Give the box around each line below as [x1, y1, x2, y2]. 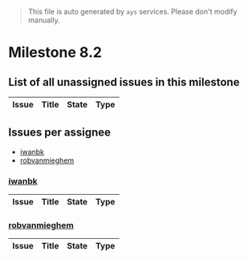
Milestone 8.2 [8, 43, 103, 62]
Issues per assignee [8, 126, 111, 140]
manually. [27, 15, 60, 25]
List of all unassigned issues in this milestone [8, 75, 240, 89]
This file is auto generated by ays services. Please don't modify [27, 7, 238, 16]
